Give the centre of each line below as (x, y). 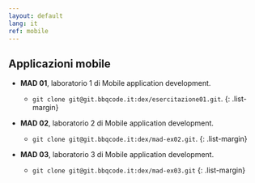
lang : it (23, 23)
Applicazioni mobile (59, 64)
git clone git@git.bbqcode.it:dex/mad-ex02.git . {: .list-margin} (140, 139)
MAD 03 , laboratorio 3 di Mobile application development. (117, 155)
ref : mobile (28, 31)
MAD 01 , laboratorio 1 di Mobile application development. (115, 83)
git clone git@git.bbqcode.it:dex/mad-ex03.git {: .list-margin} (138, 170)
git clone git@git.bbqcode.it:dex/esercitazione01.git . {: (131, 99)
